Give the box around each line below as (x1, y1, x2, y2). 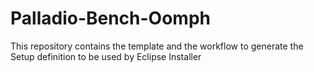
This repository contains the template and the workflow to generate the (10, 40, 304, 52)
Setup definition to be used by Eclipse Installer (10, 50, 202, 62)
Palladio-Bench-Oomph (10, 7, 212, 30)
